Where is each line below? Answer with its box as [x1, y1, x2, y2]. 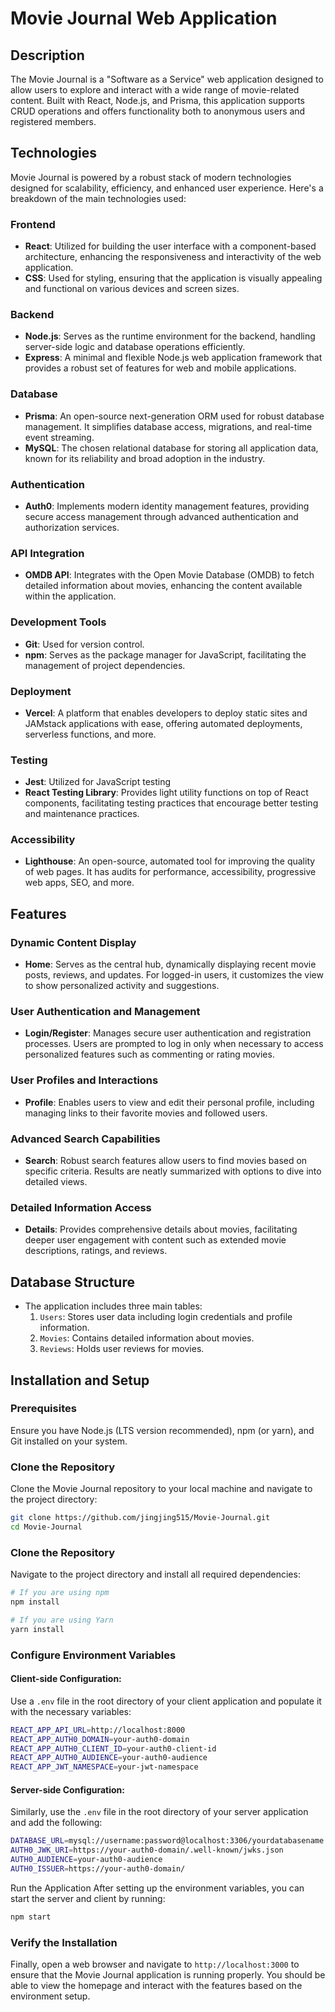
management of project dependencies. [24, 659, 186, 671]
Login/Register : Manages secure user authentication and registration [24, 1027, 312, 1039]
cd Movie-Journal [10, 1522, 83, 1532]
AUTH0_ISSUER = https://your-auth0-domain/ [10, 1864, 186, 1874]
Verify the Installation [10, 1935, 118, 1949]
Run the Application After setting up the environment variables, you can [10, 1882, 305, 1894]
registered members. [10, 116, 97, 127]
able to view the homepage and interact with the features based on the [10, 1980, 303, 1992]
